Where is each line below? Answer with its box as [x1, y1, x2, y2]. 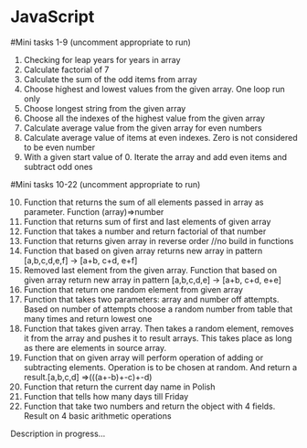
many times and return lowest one [23, 313, 153, 324]
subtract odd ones [23, 161, 93, 172]
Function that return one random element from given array [23, 283, 243, 294]
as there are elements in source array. [23, 342, 167, 353]
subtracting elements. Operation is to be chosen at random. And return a [23, 361, 298, 372]
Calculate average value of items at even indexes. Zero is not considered [23, 132, 298, 143]
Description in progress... [10, 428, 106, 439]
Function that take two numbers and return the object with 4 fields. [23, 400, 276, 411]
